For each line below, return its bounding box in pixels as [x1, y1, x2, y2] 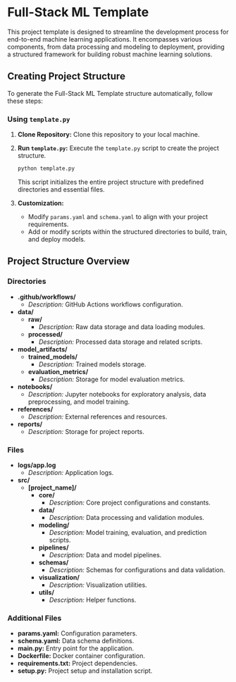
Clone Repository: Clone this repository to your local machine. [17, 130, 200, 139]
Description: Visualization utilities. [49, 581, 147, 589]
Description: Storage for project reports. [27, 427, 144, 435]
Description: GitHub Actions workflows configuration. [27, 300, 183, 309]
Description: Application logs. [27, 468, 114, 476]
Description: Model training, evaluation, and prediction [49, 528, 207, 536]
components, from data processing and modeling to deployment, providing [7, 42, 225, 51]
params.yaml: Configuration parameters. [17, 629, 137, 638]
